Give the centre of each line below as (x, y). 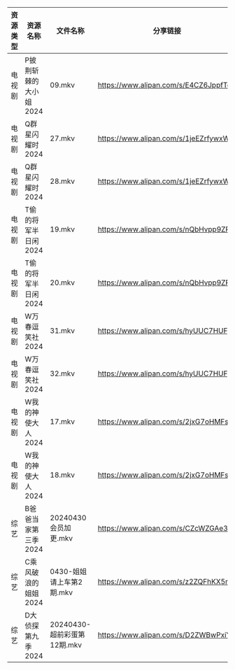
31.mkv (63, 330)
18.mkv (63, 475)
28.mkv (63, 181)
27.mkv (63, 138)
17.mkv (63, 421)
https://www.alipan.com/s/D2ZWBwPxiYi (165, 635)
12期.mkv (66, 645)
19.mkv (63, 229)
